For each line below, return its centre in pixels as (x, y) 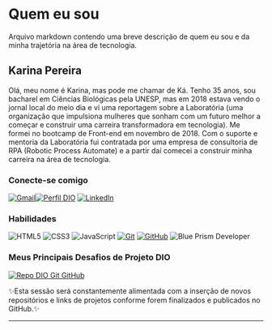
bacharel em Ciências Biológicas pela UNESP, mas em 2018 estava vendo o (134, 99)
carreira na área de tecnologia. (59, 159)
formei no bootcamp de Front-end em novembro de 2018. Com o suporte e (133, 133)
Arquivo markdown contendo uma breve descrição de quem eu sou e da (129, 36)
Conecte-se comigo (49, 180)
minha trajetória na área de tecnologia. (73, 45)
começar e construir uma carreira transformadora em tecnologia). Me (124, 124)
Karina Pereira (45, 71)
